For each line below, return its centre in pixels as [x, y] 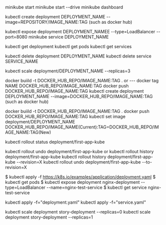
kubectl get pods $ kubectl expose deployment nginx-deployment [73, 182]
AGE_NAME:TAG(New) [28, 132]
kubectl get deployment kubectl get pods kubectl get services [69, 46]
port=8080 [16, 37]
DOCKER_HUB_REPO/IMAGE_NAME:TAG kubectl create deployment [75, 91]
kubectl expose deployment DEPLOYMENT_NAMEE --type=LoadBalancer [80, 31]
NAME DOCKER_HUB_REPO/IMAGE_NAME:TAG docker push [67, 86]
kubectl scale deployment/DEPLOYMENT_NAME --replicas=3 [68, 71]
